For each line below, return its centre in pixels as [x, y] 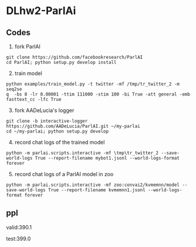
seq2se [14, 89]
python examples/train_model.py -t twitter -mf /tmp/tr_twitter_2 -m [93, 84]
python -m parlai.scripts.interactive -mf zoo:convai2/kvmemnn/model [93, 185]
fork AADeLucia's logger [44, 110]
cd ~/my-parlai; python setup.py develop [58, 131]
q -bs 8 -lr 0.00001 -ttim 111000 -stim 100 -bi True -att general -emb [98, 94]
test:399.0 [18, 238]
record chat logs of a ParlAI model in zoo [64, 174]
